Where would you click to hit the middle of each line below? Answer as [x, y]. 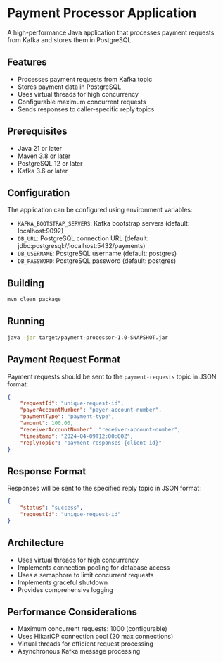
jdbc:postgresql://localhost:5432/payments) [81, 246]
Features [27, 62]
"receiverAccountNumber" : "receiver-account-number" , [100, 429]
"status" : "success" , [51, 508]
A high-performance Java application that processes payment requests [111, 32]
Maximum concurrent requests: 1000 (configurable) [92, 629]
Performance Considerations [72, 612]
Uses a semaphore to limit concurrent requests [85, 575]
